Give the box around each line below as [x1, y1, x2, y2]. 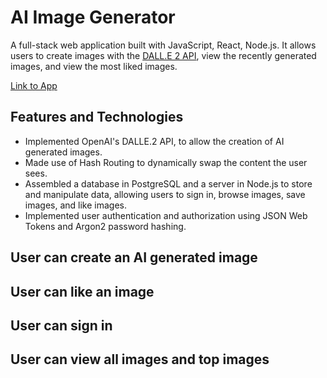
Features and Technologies [10, 109, 184, 126]
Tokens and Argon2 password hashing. [24, 220, 187, 232]
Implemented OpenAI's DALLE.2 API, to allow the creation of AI [24, 135, 285, 147]
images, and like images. [24, 199, 127, 211]
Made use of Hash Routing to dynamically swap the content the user [24, 156, 308, 168]
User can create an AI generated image [10, 249, 258, 266]
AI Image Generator [10, 6, 176, 29]
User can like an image [10, 283, 155, 300]
